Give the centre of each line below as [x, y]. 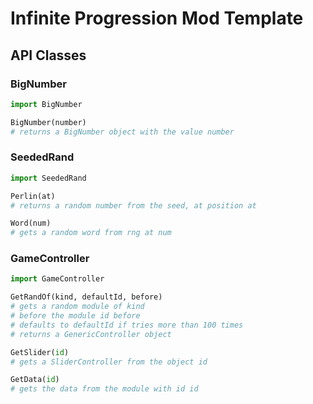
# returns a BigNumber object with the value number [122, 132]
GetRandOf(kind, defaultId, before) [86, 297]
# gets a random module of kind [77, 307]
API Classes [48, 55]
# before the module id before [75, 316]
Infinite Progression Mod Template [157, 18]
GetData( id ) [35, 380]
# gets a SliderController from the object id [109, 362]
